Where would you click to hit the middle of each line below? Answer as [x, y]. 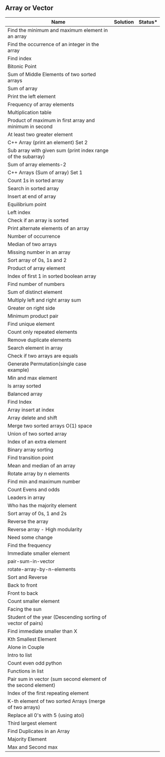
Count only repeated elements [42, 332]
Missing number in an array [39, 252]
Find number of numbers [36, 284]
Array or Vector [29, 8]
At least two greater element [40, 134]
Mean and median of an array [41, 466]
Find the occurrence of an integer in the [53, 44]
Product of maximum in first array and [51, 120]
